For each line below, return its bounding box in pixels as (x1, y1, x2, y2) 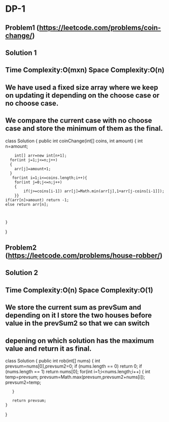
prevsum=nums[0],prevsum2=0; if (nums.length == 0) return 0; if (5, 363, 142, 369)
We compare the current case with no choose (5, 116, 152, 125)
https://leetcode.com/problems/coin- (39, 23, 161, 32)
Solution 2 (5, 268, 38, 277)
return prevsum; (12, 398, 47, 403)
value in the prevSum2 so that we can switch (5, 319, 150, 328)
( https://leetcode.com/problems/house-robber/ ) (5, 251, 163, 260)
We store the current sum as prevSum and (5, 303, 141, 312)
